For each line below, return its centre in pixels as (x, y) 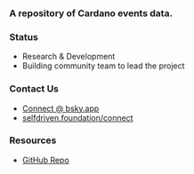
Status (24, 36)
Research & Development (69, 57)
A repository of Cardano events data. (91, 13)
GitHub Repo (45, 160)
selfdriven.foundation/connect (77, 117)
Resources (33, 140)
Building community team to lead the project (103, 66)
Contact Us (34, 89)
